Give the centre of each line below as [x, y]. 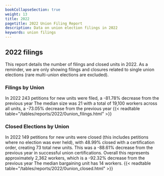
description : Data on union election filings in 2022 [62, 28]
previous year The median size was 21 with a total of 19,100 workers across [81, 103]
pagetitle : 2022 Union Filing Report [44, 23]
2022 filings [24, 52]
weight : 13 [16, 14]
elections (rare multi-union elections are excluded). [57, 75]
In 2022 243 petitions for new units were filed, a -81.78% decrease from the [82, 98]
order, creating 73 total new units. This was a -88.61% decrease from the [79, 147]
